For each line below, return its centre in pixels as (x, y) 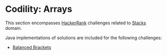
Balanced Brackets (32, 47)
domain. (13, 28)
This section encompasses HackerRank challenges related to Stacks (76, 23)
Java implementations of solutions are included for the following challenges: (84, 38)
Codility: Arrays (39, 9)
